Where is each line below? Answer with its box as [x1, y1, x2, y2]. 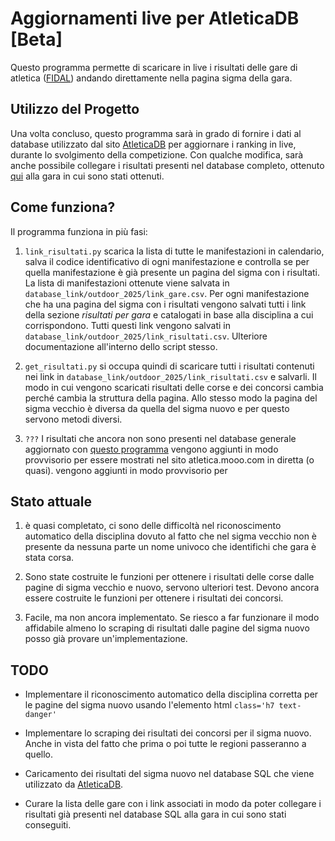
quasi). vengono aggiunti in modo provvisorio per [24, 464, 228, 476]
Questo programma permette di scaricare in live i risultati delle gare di [10, 61, 298, 73]
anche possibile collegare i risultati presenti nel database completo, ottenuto [10, 159, 325, 171]
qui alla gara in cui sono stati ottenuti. [10, 170, 165, 182]
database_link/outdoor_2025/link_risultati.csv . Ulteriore [24, 330, 268, 342]
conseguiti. [24, 819, 72, 831]
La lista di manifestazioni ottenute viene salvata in [24, 277, 230, 289]
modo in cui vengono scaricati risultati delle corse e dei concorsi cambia [24, 381, 324, 393]
